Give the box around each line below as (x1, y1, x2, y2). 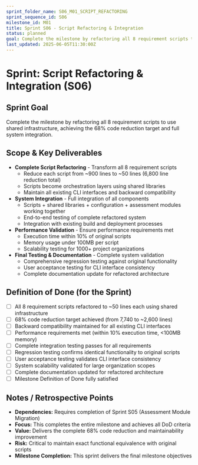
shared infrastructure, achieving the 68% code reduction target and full (6, 124, 180, 131)
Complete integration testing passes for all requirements (14, 342, 151, 349)
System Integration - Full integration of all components (14, 195, 149, 202)
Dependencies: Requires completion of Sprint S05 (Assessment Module (14, 408, 190, 415)
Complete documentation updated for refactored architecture (14, 369, 164, 375)
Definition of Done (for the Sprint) (6, 287, 132, 298)
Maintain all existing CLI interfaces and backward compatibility (23, 189, 176, 196)
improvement (14, 433, 47, 440)
